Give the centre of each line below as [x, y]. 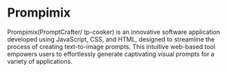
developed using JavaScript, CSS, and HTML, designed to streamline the [111, 39]
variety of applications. [40, 61]
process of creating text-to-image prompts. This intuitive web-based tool [111, 46]
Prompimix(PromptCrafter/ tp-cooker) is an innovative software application [113, 32]
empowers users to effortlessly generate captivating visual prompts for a [111, 54]
